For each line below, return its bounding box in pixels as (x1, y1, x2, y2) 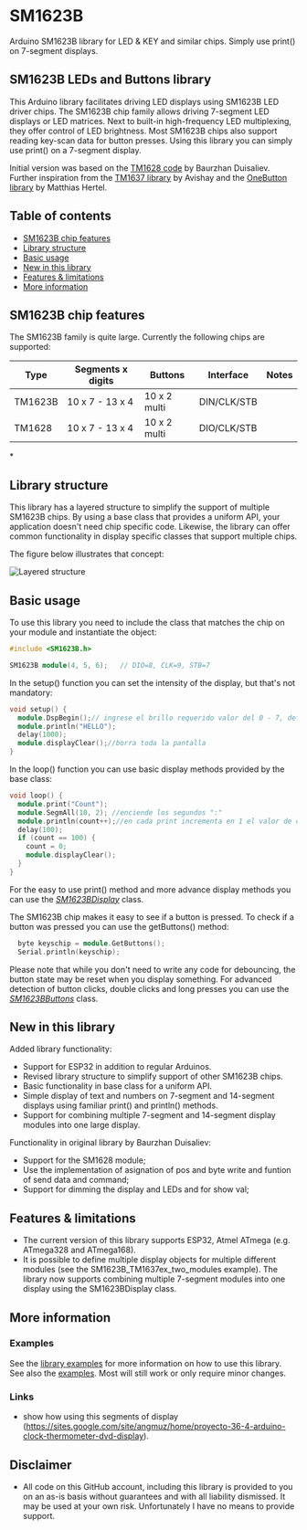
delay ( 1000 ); (17, 730, 68, 740)
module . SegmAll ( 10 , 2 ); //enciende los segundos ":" (17, 807, 223, 818)
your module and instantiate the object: (9, 627, 157, 638)
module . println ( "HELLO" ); (17, 722, 117, 731)
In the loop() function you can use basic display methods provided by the (9, 764, 285, 775)
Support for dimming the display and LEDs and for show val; (22, 1184, 249, 1195)
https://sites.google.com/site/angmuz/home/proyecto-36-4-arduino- (26, 1421, 286, 1432)
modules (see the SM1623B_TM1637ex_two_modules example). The (22, 1264, 279, 1275)
